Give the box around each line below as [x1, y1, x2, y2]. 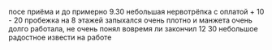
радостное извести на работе [8, 32, 112, 42]
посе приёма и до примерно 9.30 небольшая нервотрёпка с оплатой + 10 [8, 7, 265, 16]
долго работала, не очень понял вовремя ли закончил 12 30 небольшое [8, 24, 258, 33]
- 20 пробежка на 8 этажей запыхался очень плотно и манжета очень [8, 15, 253, 25]
